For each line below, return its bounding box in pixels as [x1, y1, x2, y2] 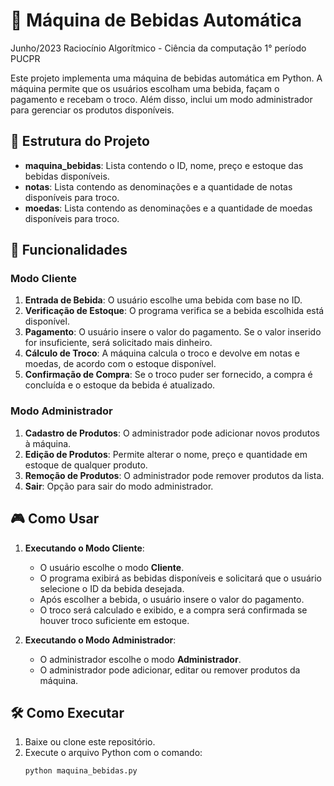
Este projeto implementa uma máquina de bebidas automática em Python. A [10, 72, 323, 84]
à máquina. [24, 437, 72, 449]
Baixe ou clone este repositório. [24, 736, 156, 748]
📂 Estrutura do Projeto [10, 133, 150, 150]
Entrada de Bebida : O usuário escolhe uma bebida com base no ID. [24, 294, 303, 306]
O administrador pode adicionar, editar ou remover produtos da [39, 664, 301, 676]
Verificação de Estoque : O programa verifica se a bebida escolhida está [24, 305, 325, 317]
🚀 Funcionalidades [10, 242, 128, 259]
